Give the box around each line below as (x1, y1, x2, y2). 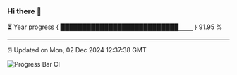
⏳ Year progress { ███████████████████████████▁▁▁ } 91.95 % (7, 23, 223, 31)
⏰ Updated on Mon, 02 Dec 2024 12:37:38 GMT (7, 46, 147, 54)
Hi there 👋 (7, 6, 42, 16)
